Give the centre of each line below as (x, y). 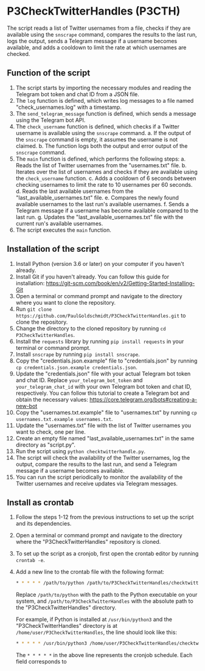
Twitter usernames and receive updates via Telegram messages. (97, 483)
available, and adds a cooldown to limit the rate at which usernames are (97, 47)
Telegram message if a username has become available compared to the (107, 210)
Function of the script (49, 73)
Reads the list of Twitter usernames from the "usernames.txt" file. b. (101, 165)
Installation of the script (53, 249)
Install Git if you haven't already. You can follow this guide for (92, 276)
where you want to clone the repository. (66, 302)
